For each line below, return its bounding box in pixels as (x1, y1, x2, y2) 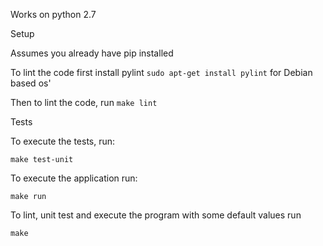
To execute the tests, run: (10, 135, 116, 147)
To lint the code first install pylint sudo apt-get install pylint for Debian (10, 67, 313, 78)
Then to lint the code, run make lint (10, 97, 158, 108)
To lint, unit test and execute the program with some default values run (10, 209, 302, 221)
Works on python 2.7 (10, 9, 97, 20)
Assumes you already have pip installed (10, 47, 174, 59)
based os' (10, 77, 52, 89)
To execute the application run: (10, 172, 138, 184)
